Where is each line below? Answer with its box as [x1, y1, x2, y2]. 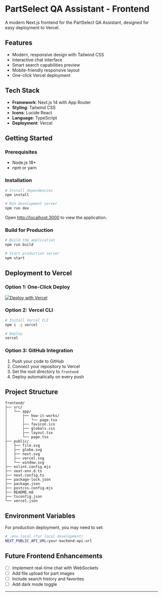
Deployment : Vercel [12, 120, 53, 126]
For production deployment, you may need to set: [5, 525, 104, 530]
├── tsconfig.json [5, 494, 42, 499]
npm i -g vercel [5, 322, 38, 327]
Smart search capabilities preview [12, 62, 80, 68]
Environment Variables [5, 511, 76, 520]
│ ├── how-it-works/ [5, 413, 60, 419]
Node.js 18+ [12, 159, 36, 166]
